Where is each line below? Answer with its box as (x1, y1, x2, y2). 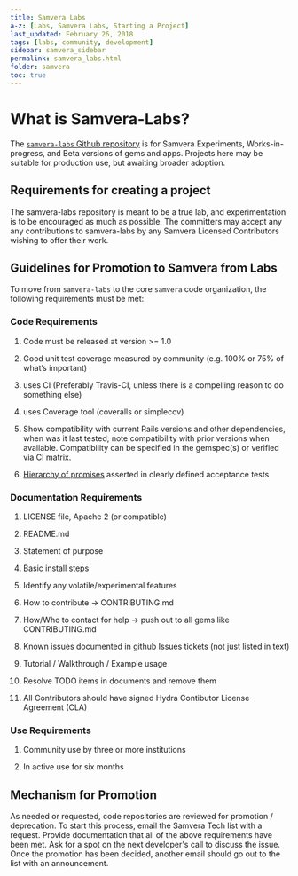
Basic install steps (22, 563, 90, 573)
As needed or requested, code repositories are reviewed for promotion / (10, 811, 273, 822)
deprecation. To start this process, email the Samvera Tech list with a (10, 820, 263, 831)
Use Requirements (10, 724, 91, 737)
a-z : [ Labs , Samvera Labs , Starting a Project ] (10, 21, 190, 30)
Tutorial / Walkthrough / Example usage (22, 658, 168, 668)
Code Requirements (10, 316, 98, 328)
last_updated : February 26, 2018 (10, 29, 134, 38)
